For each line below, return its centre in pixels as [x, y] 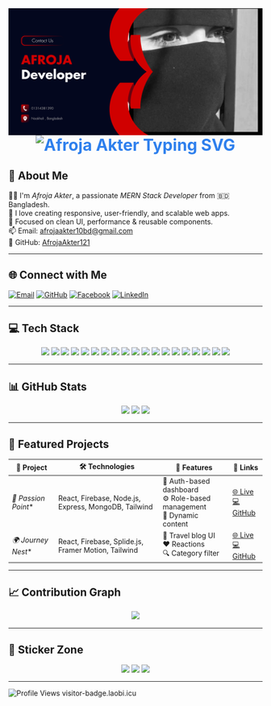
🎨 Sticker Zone [46, 649]
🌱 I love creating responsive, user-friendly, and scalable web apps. [119, 213]
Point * [23, 506]
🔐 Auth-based [186, 481]
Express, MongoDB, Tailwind [105, 506]
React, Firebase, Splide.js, [100, 541]
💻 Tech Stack [44, 328]
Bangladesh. [29, 204]
